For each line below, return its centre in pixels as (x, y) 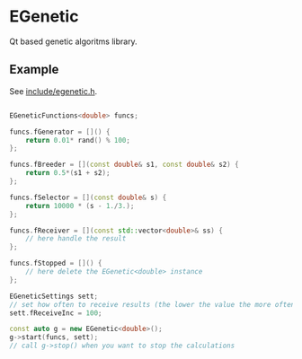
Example (34, 70)
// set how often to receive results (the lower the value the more (140, 304)
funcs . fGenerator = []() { (60, 132)
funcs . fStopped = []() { (56, 263)
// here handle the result (76, 239)
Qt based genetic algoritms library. (73, 41)
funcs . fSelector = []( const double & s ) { (88, 197)
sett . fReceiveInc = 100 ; (56, 313)
